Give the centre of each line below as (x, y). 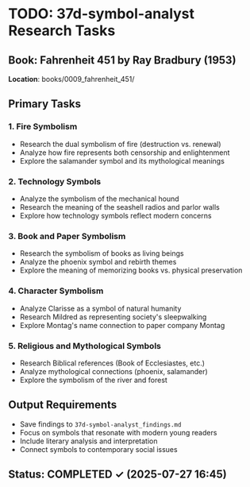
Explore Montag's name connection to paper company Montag (122, 325)
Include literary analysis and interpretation (88, 441)
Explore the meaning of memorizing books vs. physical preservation (131, 270)
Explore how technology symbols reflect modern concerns (115, 215)
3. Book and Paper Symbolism (67, 236)
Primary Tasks (45, 104)
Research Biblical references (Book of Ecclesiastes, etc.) (112, 363)
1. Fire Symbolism (43, 126)
